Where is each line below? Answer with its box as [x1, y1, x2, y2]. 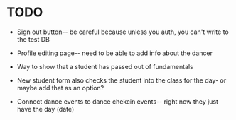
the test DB [16, 35, 50, 43]
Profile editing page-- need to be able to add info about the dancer [16, 49, 213, 57]
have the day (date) [16, 104, 75, 113]
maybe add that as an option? [16, 83, 104, 92]
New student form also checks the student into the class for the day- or [16, 76, 227, 85]
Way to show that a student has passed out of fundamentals [16, 62, 193, 71]
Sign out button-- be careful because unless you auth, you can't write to [16, 28, 229, 36]
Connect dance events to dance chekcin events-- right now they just [16, 97, 218, 106]
